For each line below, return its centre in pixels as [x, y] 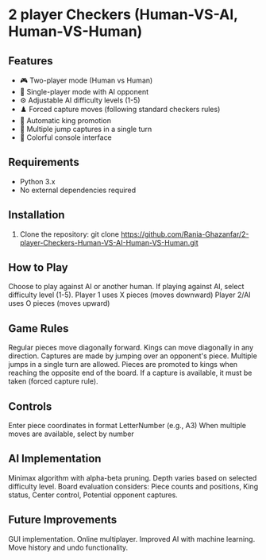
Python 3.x [37, 181]
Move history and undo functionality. [68, 547]
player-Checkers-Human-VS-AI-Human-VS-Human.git [109, 242]
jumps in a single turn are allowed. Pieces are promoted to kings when [123, 365]
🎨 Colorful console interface [66, 137]
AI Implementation [55, 459]
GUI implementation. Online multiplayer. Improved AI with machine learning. [132, 539]
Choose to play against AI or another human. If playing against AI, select [126, 287]
